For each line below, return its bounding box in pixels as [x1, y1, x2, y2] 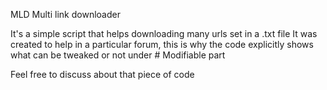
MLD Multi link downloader [10, 9, 121, 20]
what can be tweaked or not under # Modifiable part [10, 49, 226, 61]
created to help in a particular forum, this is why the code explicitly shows [10, 39, 314, 50]
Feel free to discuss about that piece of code [10, 69, 195, 80]
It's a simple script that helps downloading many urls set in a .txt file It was [10, 28, 318, 39]
